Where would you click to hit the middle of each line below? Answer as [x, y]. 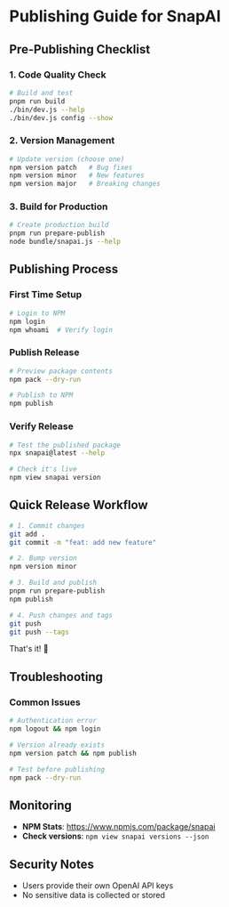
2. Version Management [62, 141]
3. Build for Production [59, 207]
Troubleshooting [56, 677]
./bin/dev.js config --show [61, 117]
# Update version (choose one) [67, 159]
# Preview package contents [61, 371]
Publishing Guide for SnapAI [115, 16]
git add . [28, 534]
